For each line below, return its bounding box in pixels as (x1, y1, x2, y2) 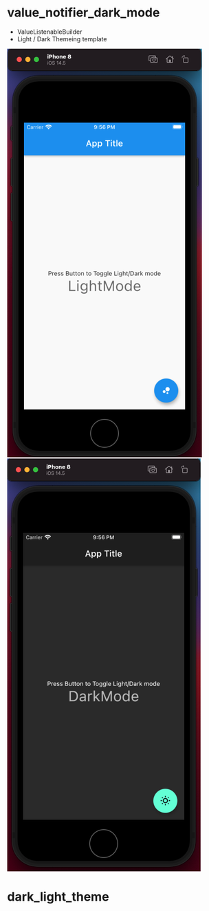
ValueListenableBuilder (16, 28, 82, 36)
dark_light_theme (7, 889, 109, 905)
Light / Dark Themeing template (16, 34, 107, 43)
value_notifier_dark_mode (7, 5, 160, 21)
